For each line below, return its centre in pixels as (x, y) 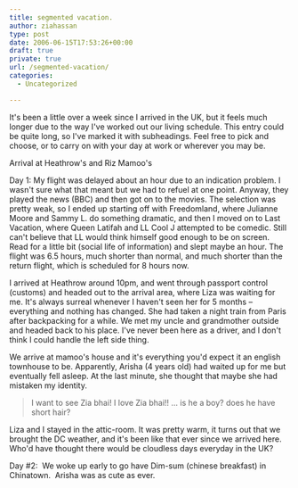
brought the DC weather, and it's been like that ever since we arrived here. (145, 439)
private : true (36, 59)
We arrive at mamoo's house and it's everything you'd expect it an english (145, 357)
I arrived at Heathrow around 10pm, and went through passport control (139, 283)
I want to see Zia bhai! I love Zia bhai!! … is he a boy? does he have (153, 402)
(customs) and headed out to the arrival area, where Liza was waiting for (142, 292)
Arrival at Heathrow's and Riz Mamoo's (81, 162)
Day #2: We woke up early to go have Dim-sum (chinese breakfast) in (138, 466)
